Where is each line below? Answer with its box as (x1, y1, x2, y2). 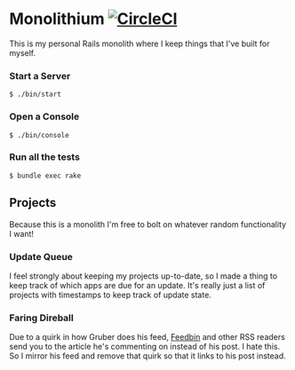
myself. (9, 47, 36, 58)
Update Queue (9, 250, 74, 263)
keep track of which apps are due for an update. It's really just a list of (9, 279, 266, 290)
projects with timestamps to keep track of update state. (9, 289, 211, 300)
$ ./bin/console (9, 130, 69, 139)
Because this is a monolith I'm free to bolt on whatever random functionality (9, 218, 287, 230)
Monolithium (9, 9, 105, 29)
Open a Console (9, 111, 80, 123)
